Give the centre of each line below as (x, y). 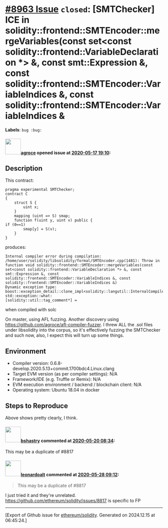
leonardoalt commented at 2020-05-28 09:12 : (70, 474)
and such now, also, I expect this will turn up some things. (64, 335)
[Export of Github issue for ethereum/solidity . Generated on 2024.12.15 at (80, 515)
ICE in (17, 20)
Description (24, 168)
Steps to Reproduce (37, 406)
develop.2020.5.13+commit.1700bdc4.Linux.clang (63, 369)
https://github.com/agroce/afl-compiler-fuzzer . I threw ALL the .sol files (79, 325)
